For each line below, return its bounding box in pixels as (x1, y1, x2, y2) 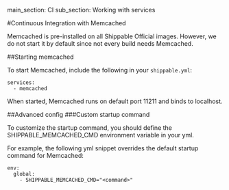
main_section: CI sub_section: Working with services (7, 6, 156, 14)
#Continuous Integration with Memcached (7, 19, 126, 27)
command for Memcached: (7, 152, 84, 159)
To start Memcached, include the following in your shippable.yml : (7, 66, 193, 74)
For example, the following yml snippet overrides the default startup (7, 144, 199, 152)
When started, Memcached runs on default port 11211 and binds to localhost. (7, 97, 223, 105)
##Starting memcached (7, 53, 74, 61)
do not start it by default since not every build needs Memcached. (7, 40, 193, 47)
